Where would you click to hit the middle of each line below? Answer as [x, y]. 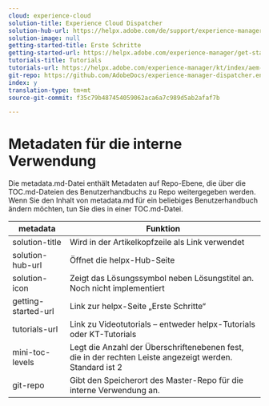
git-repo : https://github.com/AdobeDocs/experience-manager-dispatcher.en [136, 75]
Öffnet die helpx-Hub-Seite [122, 260]
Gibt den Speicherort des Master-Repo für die [157, 380]
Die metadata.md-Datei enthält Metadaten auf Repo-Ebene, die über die [127, 183]
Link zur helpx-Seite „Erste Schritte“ [138, 307]
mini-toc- [31, 352]
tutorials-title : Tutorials [55, 61]
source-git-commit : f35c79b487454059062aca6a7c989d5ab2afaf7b [114, 98]
